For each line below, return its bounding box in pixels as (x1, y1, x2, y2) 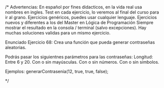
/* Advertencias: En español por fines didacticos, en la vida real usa (5, 4, 142, 10)
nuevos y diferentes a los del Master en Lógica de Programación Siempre (5, 19, 154, 25)
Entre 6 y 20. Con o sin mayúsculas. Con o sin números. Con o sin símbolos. (5, 59, 160, 65)
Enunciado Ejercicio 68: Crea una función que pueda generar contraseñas (5, 39, 155, 45)
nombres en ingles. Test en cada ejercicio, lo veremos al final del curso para (5, 9, 160, 15)
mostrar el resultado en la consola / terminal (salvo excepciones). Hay (5, 25, 146, 31)
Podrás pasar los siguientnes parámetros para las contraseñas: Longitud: (5, 54, 153, 60)
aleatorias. (5, 45, 27, 50)
